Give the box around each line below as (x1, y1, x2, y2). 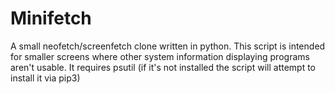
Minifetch (10, 7, 92, 30)
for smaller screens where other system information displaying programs (10, 50, 310, 62)
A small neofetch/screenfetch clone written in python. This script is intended (10, 40, 326, 52)
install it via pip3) (10, 72, 81, 84)
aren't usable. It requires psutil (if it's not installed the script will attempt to (10, 61, 317, 73)
